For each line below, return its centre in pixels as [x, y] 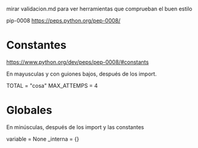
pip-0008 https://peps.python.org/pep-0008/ [63, 20]
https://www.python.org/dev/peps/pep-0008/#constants [78, 62]
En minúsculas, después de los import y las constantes [75, 127]
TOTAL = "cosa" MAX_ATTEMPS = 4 [52, 85]
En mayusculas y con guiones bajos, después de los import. [82, 74]
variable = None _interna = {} [43, 139]
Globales [29, 111]
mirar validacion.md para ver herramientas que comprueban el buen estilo [100, 9]
